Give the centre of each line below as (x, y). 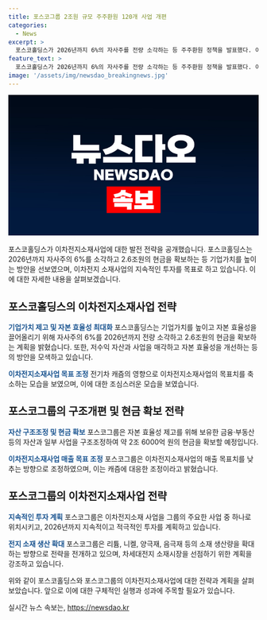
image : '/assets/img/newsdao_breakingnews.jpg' (89, 76)
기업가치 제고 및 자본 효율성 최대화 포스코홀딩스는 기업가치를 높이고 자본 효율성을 (132, 327)
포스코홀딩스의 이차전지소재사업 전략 (93, 306)
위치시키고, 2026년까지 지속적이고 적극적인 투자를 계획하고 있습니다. (114, 527)
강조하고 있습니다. (36, 564)
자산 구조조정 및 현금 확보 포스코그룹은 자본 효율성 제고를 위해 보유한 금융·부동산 (132, 432)
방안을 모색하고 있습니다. (55, 357)
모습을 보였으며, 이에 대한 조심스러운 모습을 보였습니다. (114, 384)
